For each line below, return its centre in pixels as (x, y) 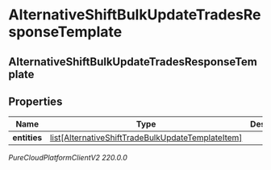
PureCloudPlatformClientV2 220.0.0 (68, 158)
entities (27, 138)
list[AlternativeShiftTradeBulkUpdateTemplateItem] (146, 138)
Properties (35, 101)
